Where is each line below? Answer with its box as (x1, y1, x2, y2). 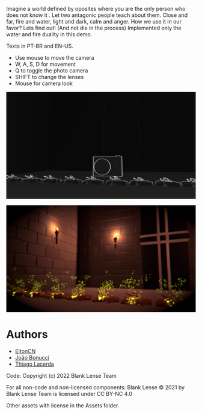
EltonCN (14, 347, 36, 355)
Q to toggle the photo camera (14, 67, 88, 74)
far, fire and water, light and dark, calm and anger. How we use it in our (6, 18, 182, 25)
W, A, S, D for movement (14, 60, 76, 68)
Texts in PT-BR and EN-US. (6, 42, 74, 49)
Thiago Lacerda (14, 360, 54, 368)
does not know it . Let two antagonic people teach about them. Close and (6, 11, 188, 19)
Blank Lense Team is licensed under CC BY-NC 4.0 (6, 390, 133, 397)
